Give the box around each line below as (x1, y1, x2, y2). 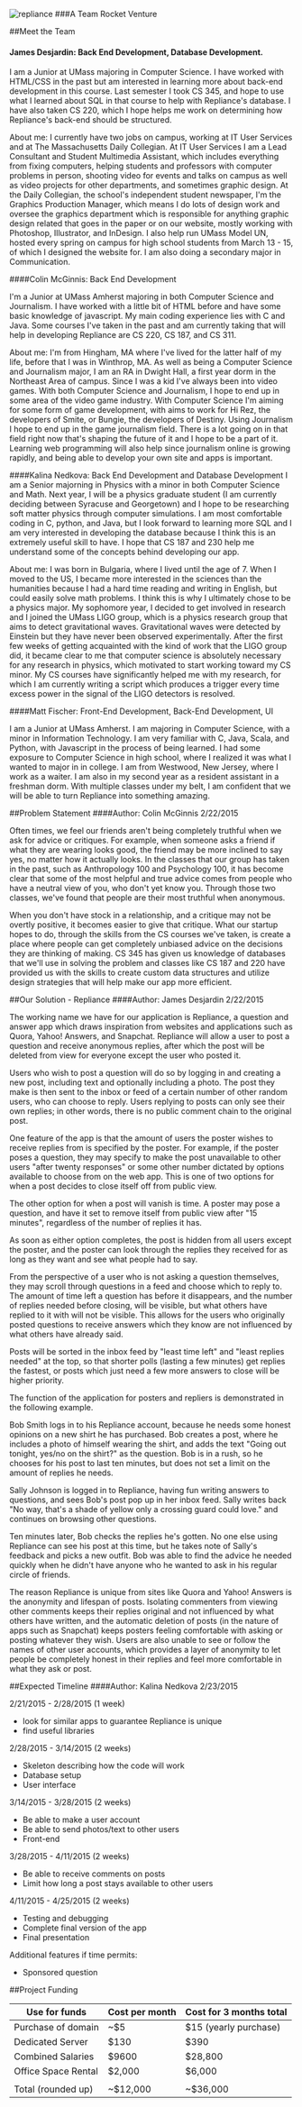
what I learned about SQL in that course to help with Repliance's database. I (9, 96, 291, 106)
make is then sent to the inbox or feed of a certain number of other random (9, 1087, 288, 1098)
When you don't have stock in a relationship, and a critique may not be (9, 910, 271, 921)
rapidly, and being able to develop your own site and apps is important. (9, 452, 273, 463)
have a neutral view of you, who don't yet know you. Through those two (9, 883, 277, 894)
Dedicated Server (14, 2036, 88, 2048)
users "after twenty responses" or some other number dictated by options (9, 1162, 285, 1172)
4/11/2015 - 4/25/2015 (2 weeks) (9, 1895, 130, 1906)
